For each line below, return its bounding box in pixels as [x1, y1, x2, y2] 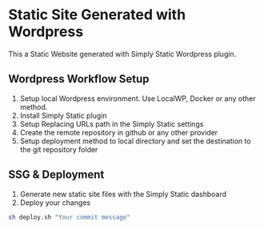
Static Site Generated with [8, 6, 186, 24]
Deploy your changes [19, 198, 90, 207]
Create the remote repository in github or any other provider [19, 127, 218, 137]
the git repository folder [19, 144, 98, 154]
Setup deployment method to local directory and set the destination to [19, 136, 251, 146]
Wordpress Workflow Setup [8, 72, 150, 86]
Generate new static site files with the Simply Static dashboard [19, 189, 226, 199]
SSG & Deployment [8, 168, 105, 182]
